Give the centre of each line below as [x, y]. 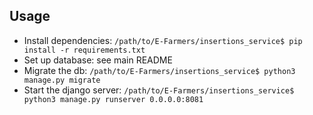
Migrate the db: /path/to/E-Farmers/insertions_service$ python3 [159, 70]
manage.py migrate [62, 80]
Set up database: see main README [98, 60]
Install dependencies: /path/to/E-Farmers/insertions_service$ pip [163, 40]
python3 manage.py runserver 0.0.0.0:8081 [113, 99]
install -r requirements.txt [84, 50]
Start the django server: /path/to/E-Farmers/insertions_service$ [159, 90]
